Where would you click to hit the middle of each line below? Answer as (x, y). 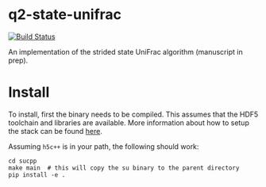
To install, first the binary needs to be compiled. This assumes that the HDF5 (133, 114)
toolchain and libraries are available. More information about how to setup (129, 122)
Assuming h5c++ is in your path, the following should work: (104, 146)
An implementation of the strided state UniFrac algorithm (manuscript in (126, 52)
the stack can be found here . (56, 131)
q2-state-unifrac (65, 15)
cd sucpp (23, 161)
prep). (18, 60)
